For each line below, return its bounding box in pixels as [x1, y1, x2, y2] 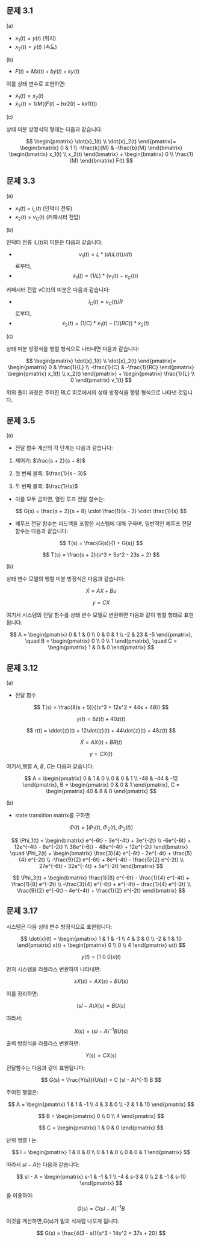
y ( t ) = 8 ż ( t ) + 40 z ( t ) [76, 716, 126, 723]
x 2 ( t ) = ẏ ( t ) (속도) [14, 43, 57, 52]
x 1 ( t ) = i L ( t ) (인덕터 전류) [14, 204, 73, 213]
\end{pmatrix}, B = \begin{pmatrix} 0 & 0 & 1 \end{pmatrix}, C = [22, 781, 180, 788]
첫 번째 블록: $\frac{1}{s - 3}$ [14, 470, 87, 477]
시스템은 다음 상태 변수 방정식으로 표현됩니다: [6, 923, 113, 930]
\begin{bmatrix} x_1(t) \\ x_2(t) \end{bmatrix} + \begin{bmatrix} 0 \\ [8, 151, 174, 158]
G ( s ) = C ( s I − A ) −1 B [77, 1204, 125, 1212]
